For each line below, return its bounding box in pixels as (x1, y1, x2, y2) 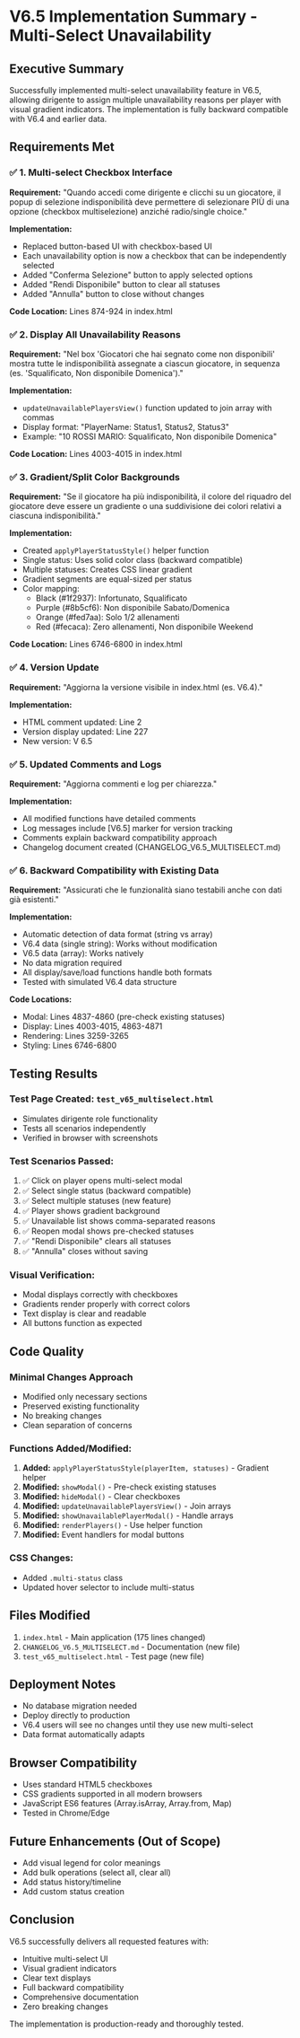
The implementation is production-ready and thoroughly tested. (9, 2018, 244, 2029)
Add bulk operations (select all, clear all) (21, 1867, 172, 1877)
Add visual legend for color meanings (21, 1857, 161, 1868)
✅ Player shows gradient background (21, 1206, 160, 1217)
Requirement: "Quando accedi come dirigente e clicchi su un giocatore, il (9, 187, 282, 198)
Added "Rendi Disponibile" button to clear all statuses (21, 278, 221, 289)
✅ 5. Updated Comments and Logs (9, 758, 162, 770)
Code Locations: (9, 994, 73, 1005)
